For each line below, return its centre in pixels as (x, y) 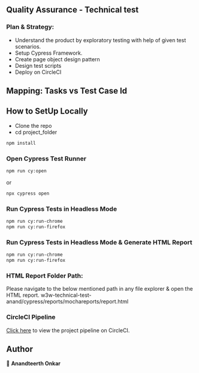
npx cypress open (28, 193)
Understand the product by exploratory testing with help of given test (100, 40)
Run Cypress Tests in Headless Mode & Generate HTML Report (99, 242)
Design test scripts (38, 65)
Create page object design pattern (57, 59)
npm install (21, 143)
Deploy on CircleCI (38, 72)
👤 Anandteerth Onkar (34, 363)
